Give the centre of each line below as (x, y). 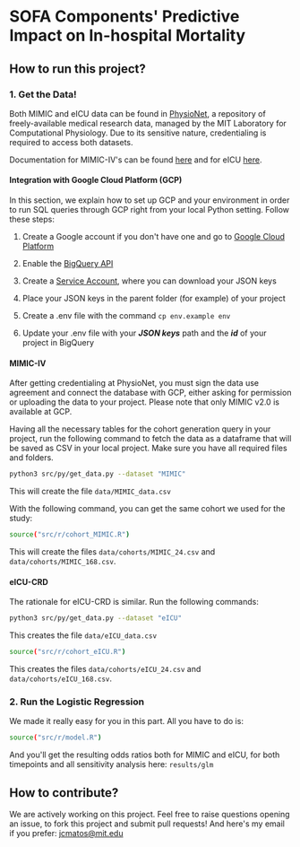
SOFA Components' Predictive (124, 17)
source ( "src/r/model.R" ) (56, 738)
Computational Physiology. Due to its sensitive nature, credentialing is (138, 133)
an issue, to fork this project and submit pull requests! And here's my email (147, 824)
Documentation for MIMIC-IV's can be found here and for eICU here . (136, 160)
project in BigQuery (58, 343)
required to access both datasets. (71, 142)
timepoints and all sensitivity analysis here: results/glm (111, 764)
